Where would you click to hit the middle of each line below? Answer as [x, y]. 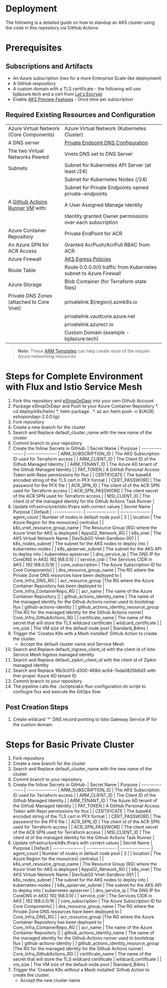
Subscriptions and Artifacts [49, 66]
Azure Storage [25, 284]
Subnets [18, 168]
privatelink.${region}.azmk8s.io [101, 302]
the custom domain [32, 724]
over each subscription [91, 222]
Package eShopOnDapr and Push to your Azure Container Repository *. [85, 406]
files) [70, 288]
